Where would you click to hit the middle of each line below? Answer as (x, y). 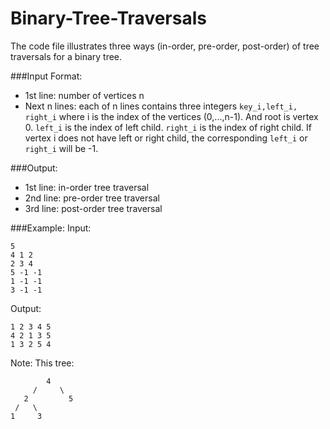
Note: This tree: (42, 363)
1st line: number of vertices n (84, 95)
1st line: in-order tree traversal (87, 187)
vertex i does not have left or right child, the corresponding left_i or (166, 138)
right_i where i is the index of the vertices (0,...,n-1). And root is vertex (171, 116)
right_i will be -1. (61, 148)
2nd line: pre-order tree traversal (92, 198)
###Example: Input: (51, 228)
